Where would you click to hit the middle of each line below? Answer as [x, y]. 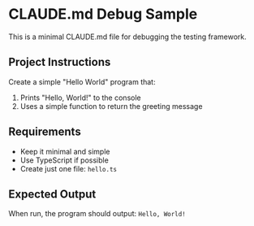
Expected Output [52, 194]
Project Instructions [60, 62]
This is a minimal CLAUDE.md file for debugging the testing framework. [127, 37]
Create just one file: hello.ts [69, 168]
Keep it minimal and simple [65, 151]
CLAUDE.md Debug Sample [103, 14]
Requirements [45, 132]
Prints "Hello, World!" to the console [80, 98]
